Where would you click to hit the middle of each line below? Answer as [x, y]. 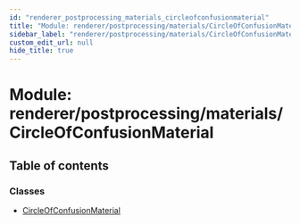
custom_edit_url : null [51, 42]
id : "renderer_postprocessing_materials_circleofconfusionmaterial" [139, 17]
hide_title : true [42, 51]
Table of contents [59, 166]
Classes [27, 191]
